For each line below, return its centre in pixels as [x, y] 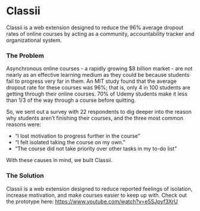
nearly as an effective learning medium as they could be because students [98, 75]
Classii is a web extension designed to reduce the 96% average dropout [95, 27]
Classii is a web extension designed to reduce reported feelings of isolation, [99, 188]
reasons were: [24, 125]
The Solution [25, 176]
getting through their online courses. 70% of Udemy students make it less [97, 94]
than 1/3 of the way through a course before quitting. [71, 100]
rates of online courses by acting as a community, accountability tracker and [100, 33]
